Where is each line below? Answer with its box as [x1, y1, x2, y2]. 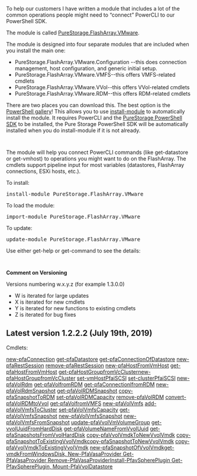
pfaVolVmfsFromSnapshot [6, 418, 70, 425]
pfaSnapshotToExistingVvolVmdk [6, 437, 88, 445]
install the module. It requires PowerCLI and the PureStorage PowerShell [6, 114, 182, 121]
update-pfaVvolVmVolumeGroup [70, 418, 150, 425]
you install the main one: [6, 47, 66, 54]
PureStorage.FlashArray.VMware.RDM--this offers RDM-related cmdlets [14, 90, 191, 97]
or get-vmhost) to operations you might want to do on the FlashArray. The [6, 155, 186, 162]
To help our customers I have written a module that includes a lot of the [6, 5, 180, 12]
